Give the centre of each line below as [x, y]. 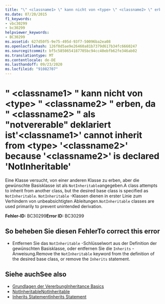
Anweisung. [24, 253]
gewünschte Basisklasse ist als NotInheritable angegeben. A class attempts [81, 185]
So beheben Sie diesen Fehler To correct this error [82, 231]
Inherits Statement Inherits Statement [49, 297]
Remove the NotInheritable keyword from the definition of [95, 253]
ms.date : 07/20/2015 [26, 14]
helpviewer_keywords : [27, 32]
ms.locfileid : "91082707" [31, 69]
